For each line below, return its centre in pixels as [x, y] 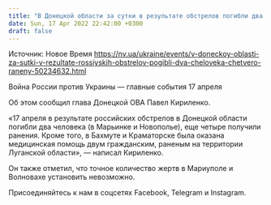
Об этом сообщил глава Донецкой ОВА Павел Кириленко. [110, 103]
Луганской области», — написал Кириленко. [86, 153]
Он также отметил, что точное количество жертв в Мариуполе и [121, 169]
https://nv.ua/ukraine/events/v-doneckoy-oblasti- [176, 54]
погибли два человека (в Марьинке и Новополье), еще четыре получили [135, 127]
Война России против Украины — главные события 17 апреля [116, 87]
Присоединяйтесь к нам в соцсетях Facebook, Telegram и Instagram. [127, 193]
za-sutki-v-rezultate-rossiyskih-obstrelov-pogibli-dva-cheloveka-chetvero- [135, 62]
